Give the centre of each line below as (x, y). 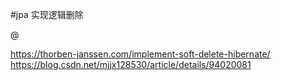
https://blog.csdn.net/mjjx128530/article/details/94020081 (131, 64)
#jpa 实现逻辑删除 (47, 14)
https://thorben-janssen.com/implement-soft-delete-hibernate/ (140, 54)
